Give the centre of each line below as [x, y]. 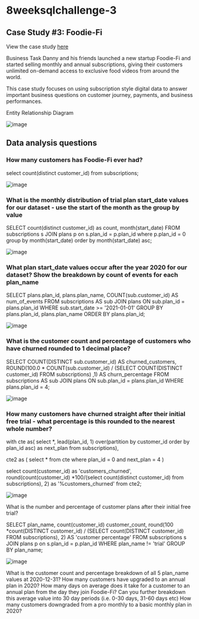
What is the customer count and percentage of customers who [99, 341]
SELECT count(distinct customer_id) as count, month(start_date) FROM [93, 227]
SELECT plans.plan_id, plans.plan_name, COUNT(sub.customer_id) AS [92, 295]
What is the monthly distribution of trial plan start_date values [97, 200]
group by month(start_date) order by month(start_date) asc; [79, 240]
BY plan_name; [25, 550]
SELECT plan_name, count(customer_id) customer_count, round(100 [90, 524]
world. [14, 77]
